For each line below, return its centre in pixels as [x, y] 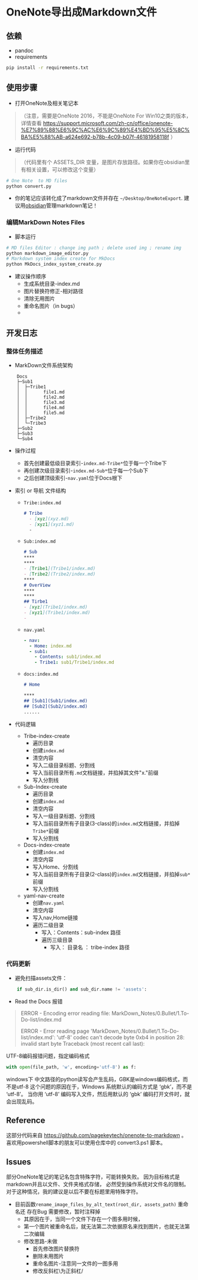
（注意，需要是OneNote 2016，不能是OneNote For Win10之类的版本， [106, 116]
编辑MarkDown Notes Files [45, 222]
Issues [19, 1162]
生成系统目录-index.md [52, 284]
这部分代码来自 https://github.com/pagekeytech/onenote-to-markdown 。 [96, 1135]
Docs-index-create [47, 845]
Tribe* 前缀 [46, 830]
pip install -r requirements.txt [47, 68]
